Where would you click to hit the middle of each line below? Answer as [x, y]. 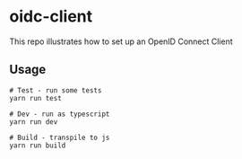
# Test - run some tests [56, 90]
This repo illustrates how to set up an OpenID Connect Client [121, 41]
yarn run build [38, 146]
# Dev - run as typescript [60, 114]
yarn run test [36, 98]
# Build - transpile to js [60, 137]
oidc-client [51, 17]
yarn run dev [34, 122]
